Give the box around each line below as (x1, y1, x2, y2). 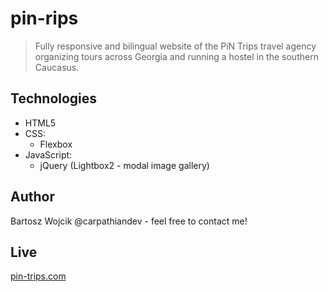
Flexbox (39, 138, 73, 150)
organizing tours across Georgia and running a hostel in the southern (34, 50, 319, 62)
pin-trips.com (10, 270, 67, 282)
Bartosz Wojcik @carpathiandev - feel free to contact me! (10, 215, 248, 227)
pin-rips (10, 7, 79, 30)
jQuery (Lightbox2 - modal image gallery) (39, 159, 210, 171)
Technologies (10, 90, 98, 107)
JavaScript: (24, 148, 73, 161)
